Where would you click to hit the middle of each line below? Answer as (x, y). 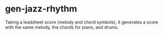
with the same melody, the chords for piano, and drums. (62, 27)
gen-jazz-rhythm (41, 9)
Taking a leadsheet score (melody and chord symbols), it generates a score (82, 22)
